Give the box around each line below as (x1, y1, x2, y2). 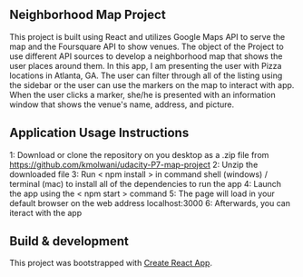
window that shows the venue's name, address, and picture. (9, 99, 234, 110)
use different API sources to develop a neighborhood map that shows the (9, 50, 283, 62)
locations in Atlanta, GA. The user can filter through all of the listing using (9, 70, 283, 81)
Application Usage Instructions (9, 125, 190, 141)
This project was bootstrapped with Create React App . (9, 258, 213, 269)
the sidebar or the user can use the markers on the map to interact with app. (9, 79, 295, 90)
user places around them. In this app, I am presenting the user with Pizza (9, 60, 282, 71)
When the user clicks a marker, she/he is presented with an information (9, 89, 277, 100)
